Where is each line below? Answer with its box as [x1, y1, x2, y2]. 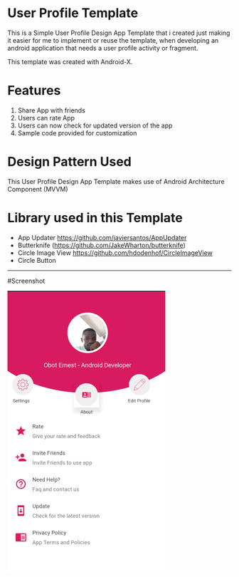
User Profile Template [7, 5, 139, 21]
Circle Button [17, 256, 57, 264]
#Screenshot [7, 276, 46, 285]
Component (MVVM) [7, 184, 69, 193]
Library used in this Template [7, 210, 183, 226]
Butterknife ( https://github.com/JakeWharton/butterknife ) [17, 241, 186, 249]
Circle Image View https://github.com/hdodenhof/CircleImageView [17, 248, 213, 257]
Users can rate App [17, 113, 75, 122]
